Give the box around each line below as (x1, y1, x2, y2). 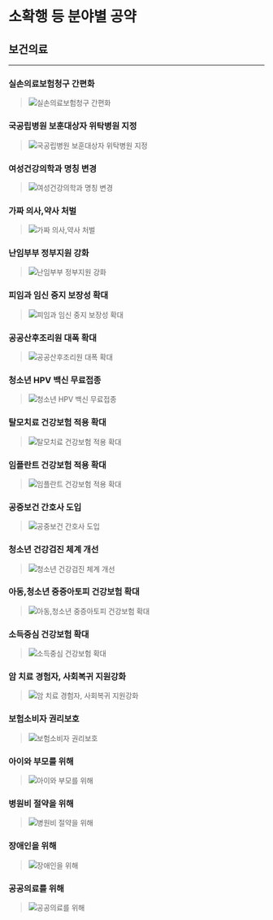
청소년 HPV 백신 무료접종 (8, 375, 102, 386)
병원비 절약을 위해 (8, 798, 75, 809)
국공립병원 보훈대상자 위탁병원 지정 (8, 120, 137, 132)
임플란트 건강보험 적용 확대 (8, 459, 107, 470)
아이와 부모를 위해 (8, 756, 75, 767)
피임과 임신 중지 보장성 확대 (8, 290, 109, 301)
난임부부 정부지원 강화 (8, 247, 89, 259)
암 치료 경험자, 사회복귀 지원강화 (8, 671, 127, 682)
